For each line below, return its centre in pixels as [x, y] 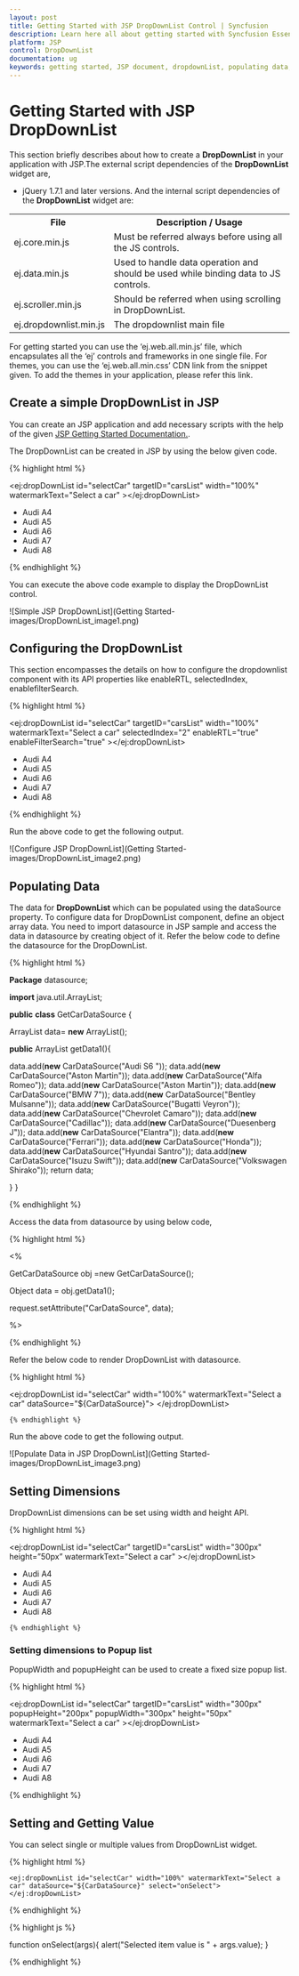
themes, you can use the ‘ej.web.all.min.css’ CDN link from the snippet [138, 365]
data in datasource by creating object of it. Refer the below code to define [145, 936]
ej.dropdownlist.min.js [59, 324]
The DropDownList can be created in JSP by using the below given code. [143, 451]
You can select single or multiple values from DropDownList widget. [133, 1845]
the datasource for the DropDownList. [78, 946]
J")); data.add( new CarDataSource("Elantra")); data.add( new [121, 1133]
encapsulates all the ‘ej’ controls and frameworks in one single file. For [138, 356]
